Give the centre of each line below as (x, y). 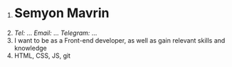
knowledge (31, 48)
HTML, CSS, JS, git (42, 56)
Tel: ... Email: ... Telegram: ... (56, 33)
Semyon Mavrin (62, 13)
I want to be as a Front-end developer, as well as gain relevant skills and (120, 40)
